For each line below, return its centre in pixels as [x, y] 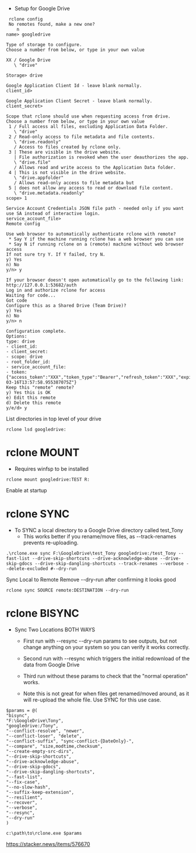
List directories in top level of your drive [54, 419]
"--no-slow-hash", [28, 787]
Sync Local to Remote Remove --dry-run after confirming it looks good [91, 579]
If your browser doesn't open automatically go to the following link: [95, 280]
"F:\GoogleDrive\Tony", [35, 721]
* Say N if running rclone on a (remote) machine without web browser [96, 244]
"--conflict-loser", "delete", [44, 736]
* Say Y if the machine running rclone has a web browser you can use [96, 239]
